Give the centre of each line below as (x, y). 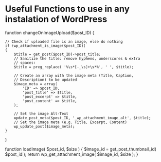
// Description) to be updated (45, 80)
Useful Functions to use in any (67, 9)
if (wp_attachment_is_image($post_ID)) (45, 46)
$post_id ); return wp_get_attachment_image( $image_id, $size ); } (72, 154)
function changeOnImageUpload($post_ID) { (50, 32)
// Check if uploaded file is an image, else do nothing (64, 41)
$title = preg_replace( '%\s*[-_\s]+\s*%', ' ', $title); (74, 67)
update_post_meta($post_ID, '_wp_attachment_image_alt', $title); (82, 118)
